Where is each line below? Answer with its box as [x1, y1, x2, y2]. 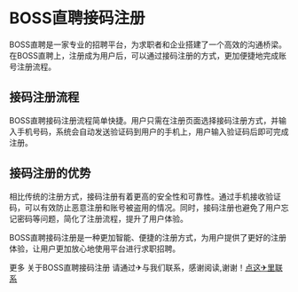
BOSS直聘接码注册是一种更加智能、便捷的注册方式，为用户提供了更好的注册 [9, 232, 286, 242]
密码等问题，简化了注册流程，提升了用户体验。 [16, 213, 188, 224]
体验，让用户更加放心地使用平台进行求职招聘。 [9, 243, 180, 254]
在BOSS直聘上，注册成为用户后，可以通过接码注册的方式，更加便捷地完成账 [9, 50, 286, 60]
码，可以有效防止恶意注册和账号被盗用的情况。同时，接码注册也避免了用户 [9, 201, 281, 213]
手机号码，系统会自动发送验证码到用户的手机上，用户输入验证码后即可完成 [16, 126, 289, 137]
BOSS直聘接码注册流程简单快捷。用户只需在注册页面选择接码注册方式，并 [9, 114, 279, 125]
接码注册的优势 [9, 166, 91, 181]
